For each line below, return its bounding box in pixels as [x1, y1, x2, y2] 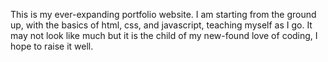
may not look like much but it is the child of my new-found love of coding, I [10, 30, 318, 41]
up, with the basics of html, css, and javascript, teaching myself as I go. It [10, 19, 313, 31]
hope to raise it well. [10, 40, 94, 52]
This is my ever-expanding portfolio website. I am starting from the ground [10, 9, 317, 20]
